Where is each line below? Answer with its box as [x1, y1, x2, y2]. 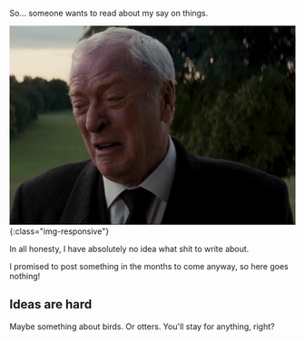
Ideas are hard [9, 297, 93, 312]
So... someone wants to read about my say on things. [9, 8, 209, 18]
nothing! [9, 270, 41, 281]
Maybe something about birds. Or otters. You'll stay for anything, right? [9, 321, 275, 332]
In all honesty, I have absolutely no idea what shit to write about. [9, 243, 250, 254]
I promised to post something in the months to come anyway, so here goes [9, 260, 289, 271]
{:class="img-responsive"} [9, 226, 110, 237]
